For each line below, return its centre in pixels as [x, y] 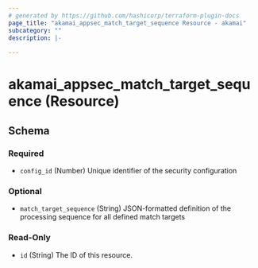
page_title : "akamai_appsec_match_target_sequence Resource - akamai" [127, 23]
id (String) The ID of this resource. [76, 254]
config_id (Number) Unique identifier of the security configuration [128, 171]
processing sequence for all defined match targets [102, 217]
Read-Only [30, 238]
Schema [29, 131]
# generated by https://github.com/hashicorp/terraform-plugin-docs [124, 16]
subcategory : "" [35, 30]
